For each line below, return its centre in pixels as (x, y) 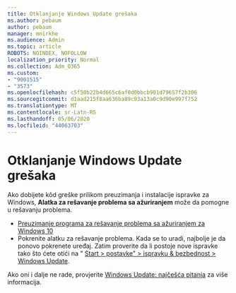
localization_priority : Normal (53, 60)
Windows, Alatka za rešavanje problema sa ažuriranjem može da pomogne (118, 203)
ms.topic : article (34, 47)
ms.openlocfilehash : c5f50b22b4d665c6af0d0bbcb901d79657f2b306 (102, 92)
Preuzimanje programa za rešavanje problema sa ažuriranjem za (111, 224)
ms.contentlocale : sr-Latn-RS (52, 112)
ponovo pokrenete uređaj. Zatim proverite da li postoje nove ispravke (118, 246)
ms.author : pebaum (34, 20)
